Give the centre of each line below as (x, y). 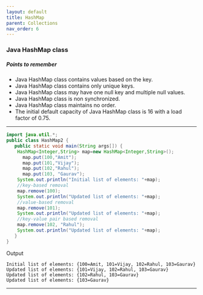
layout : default (27, 12)
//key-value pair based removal (58, 219)
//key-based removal (43, 186)
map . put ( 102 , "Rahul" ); (51, 169)
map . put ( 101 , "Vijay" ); (51, 163)
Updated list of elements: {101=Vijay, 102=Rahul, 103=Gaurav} (88, 270)
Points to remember (32, 64)
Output (15, 253)
